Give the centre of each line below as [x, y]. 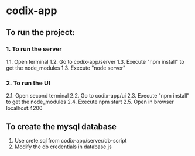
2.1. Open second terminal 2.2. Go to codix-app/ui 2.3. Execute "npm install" [98, 96]
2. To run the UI [28, 83]
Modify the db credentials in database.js [63, 147]
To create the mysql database [61, 126]
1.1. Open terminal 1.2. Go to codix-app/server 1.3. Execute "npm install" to [95, 61]
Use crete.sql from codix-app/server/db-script [71, 140]
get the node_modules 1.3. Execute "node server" [66, 68]
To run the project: [40, 32]
